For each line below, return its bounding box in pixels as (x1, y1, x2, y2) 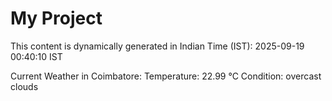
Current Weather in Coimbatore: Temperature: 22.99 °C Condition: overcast (10, 70, 322, 82)
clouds (10, 80, 39, 92)
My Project (10, 7, 103, 30)
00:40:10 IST (10, 50, 63, 62)
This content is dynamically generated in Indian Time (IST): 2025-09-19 (10, 40, 305, 52)
